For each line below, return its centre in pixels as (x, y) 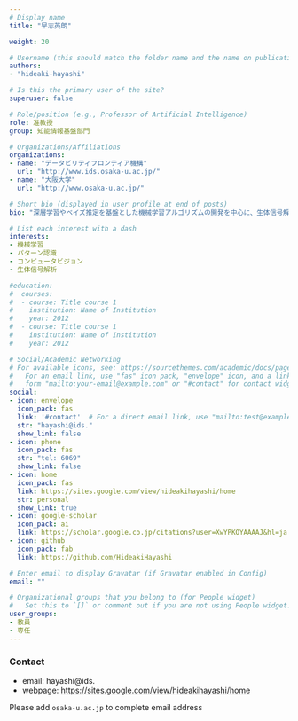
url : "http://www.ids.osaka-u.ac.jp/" (89, 172)
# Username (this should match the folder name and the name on (130, 58)
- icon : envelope (41, 401)
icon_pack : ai (43, 524)
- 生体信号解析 (33, 270)
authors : (25, 66)
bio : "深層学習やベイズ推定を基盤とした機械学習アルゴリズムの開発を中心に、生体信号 (146, 212)
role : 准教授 (31, 122)
